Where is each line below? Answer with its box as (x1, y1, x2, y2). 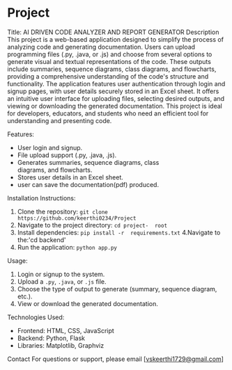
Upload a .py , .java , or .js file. (17, 277, 107, 286)
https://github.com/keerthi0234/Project (17, 214, 137, 222)
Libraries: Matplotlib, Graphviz (17, 341, 105, 349)
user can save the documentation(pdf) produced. (17, 180, 159, 188)
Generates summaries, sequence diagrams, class (17, 158, 160, 166)
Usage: (7, 256, 28, 265)
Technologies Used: (7, 313, 65, 321)
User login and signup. (17, 143, 83, 152)
